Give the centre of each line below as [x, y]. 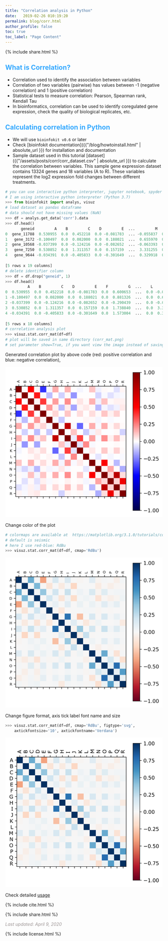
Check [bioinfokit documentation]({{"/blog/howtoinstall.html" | [76, 145]
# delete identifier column [34, 271]
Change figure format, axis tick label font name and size [63, 716]
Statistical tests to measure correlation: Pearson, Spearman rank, [79, 96]
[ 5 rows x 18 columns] [29, 324]
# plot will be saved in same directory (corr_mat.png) [64, 340]
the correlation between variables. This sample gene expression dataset [87, 166]
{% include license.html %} [33, 933]
